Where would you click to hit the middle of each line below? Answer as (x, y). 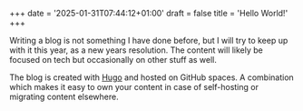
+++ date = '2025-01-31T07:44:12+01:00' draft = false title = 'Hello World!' (149, 13)
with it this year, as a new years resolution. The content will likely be (136, 50)
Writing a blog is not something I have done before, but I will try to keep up (149, 40)
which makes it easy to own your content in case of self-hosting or (134, 87)
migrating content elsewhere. (64, 96)
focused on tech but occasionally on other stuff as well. (113, 60)
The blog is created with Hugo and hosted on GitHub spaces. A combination (152, 77)
